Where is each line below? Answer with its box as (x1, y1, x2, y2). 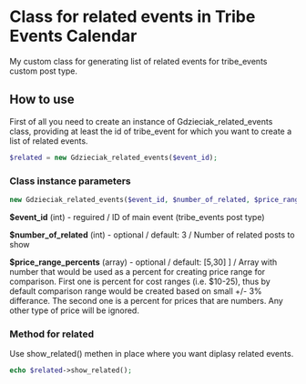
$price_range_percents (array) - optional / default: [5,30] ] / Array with (9, 257, 278, 268)
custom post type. (9, 66, 78, 76)
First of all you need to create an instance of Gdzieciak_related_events (9, 116, 273, 126)
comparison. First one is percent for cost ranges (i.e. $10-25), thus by (9, 276, 270, 287)
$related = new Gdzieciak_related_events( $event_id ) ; (9, 153, 219, 162)
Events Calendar (9, 25, 138, 46)
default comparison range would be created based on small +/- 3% (9, 285, 262, 297)
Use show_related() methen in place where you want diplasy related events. (9, 349, 294, 359)
